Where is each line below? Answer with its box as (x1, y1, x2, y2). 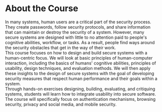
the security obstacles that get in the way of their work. (5, 45, 116, 50)
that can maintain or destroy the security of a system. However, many (5, 29, 144, 35)
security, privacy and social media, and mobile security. (5, 101, 117, 107)
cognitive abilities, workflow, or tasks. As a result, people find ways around (5, 39, 155, 45)
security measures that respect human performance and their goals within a (5, 76, 158, 81)
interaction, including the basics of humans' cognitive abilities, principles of (5, 60, 157, 66)
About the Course (5, 3, 79, 14)
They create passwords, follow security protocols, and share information (5, 24, 151, 30)
